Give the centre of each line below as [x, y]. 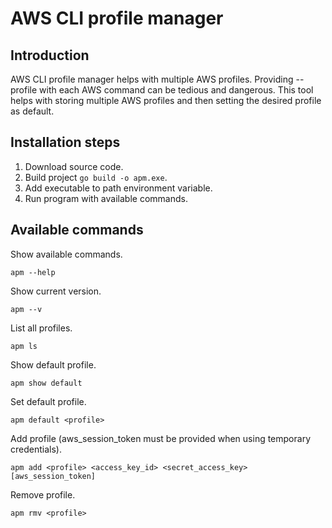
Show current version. [56, 291]
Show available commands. [66, 254]
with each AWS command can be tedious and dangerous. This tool [176, 90]
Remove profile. [43, 494]
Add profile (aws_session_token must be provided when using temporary [160, 438]
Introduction [50, 55]
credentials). [36, 449]
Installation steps [65, 142]
